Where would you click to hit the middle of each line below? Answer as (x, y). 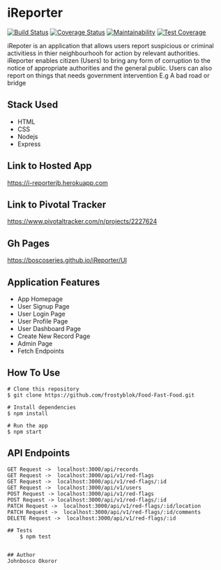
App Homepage (40, 299)
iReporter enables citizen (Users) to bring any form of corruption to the (109, 60)
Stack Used (33, 105)
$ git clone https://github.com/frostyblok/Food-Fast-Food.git (101, 395)
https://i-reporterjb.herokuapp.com (58, 182)
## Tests (20, 530)
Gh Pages (29, 243)
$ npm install (28, 414)
